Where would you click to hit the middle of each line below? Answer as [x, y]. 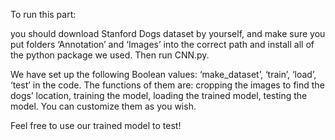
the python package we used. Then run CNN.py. [110, 55]
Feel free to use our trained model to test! [96, 125]
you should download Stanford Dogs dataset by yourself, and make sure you [168, 33]
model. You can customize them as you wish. [103, 106]
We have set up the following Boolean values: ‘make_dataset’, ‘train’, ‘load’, [163, 74]
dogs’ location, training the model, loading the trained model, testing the [159, 95]
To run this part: [43, 14]
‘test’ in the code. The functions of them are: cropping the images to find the [167, 85]
